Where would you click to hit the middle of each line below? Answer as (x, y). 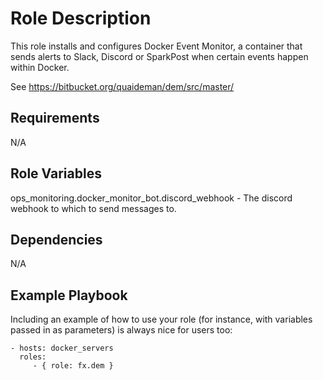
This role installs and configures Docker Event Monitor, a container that (156, 46)
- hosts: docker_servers (62, 348)
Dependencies (56, 239)
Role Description (81, 18)
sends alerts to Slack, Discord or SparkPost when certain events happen (159, 56)
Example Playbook (69, 295)
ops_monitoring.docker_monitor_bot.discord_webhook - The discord (151, 198)
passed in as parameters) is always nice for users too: (121, 330)
